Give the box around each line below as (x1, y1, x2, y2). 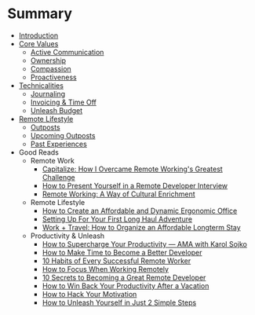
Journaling (30, 89, 66, 98)
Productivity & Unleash (30, 231, 105, 240)
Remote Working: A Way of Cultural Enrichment (42, 189, 195, 199)
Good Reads (18, 147, 60, 157)
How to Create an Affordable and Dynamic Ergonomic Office (42, 206, 238, 215)
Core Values (18, 38, 59, 48)
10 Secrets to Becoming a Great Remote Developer (42, 273, 206, 282)
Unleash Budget (30, 105, 83, 115)
